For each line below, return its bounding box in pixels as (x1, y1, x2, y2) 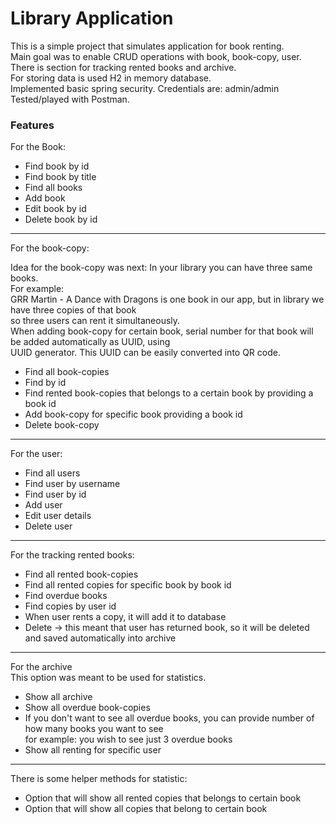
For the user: (10, 448, 63, 460)
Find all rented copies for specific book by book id (24, 579, 232, 591)
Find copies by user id (24, 600, 117, 612)
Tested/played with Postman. (10, 93, 130, 105)
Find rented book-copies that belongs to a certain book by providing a (24, 387, 314, 399)
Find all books (24, 182, 83, 194)
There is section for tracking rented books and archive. (10, 61, 237, 73)
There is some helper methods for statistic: (10, 773, 188, 785)
